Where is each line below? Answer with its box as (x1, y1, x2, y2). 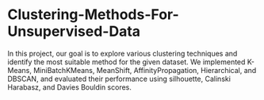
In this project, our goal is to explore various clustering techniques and (7, 48, 238, 58)
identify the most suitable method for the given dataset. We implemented (7, 57, 246, 67)
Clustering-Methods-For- (7, 6, 179, 24)
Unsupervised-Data (7, 22, 140, 40)
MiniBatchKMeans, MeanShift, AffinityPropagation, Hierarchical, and (33, 65, 257, 75)
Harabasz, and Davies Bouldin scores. (7, 82, 132, 92)
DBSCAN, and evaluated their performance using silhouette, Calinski (7, 74, 231, 83)
